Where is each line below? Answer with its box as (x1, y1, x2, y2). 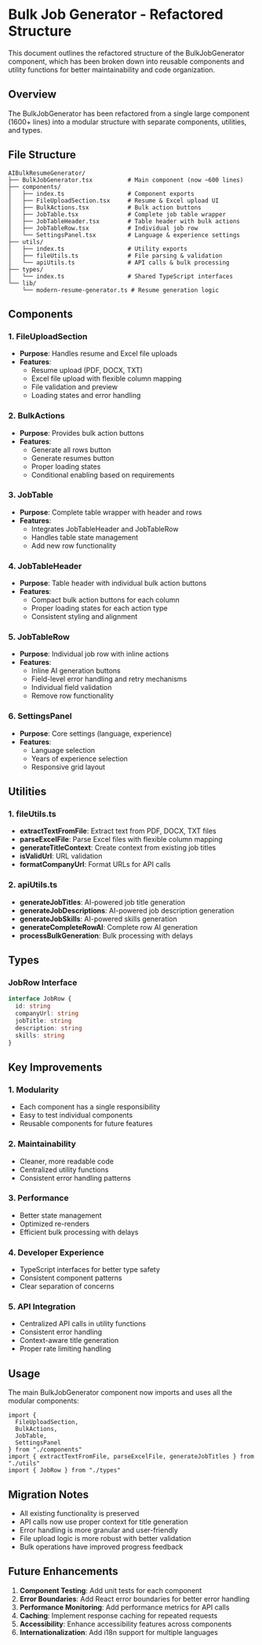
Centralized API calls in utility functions (19, 1319, 147, 1329)
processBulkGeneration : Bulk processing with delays (19, 931, 194, 940)
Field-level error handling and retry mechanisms (31, 674, 187, 684)
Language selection (31, 745, 96, 754)
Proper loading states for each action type (31, 603, 168, 613)
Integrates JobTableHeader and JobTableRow (31, 524, 179, 533)
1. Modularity (8, 1084, 59, 1095)
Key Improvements (8, 1060, 103, 1074)
